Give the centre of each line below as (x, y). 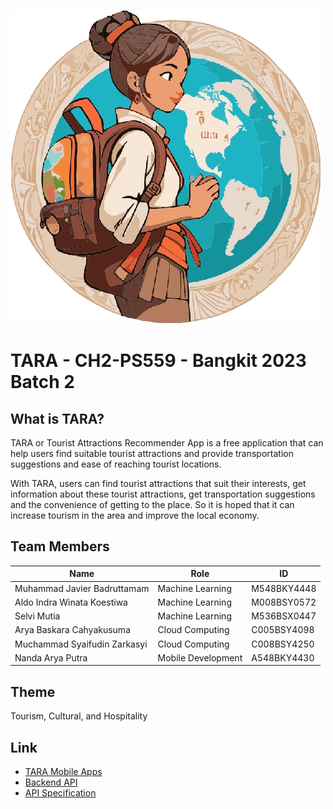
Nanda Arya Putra (51, 657)
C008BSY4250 (283, 644)
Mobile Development (200, 657)
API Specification (60, 792)
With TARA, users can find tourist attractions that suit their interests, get (158, 483)
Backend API (51, 782)
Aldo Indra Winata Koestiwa (71, 602)
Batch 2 (42, 382)
